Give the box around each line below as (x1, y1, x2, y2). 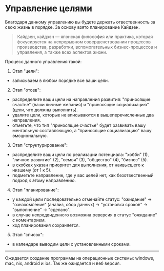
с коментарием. (12, 217, 46, 223)
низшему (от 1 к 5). (12, 167, 52, 173)
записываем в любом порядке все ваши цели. (12, 77, 109, 83)
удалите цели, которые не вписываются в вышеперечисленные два (12, 112, 154, 117)
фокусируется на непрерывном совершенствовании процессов (17, 39, 151, 44)
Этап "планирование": (12, 187, 59, 193)
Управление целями (5, 3, 93, 14)
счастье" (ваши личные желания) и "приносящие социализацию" (12, 101, 149, 107)
